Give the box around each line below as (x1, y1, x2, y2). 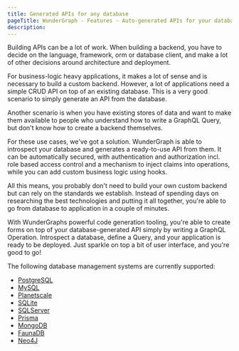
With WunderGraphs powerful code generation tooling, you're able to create (7, 218, 231, 226)
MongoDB (17, 321, 48, 330)
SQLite (17, 298, 38, 307)
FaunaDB (17, 329, 45, 337)
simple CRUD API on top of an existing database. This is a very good (7, 87, 208, 96)
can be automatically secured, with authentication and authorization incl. (7, 152, 221, 161)
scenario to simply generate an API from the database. (7, 95, 167, 103)
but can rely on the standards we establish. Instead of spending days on (7, 189, 219, 198)
